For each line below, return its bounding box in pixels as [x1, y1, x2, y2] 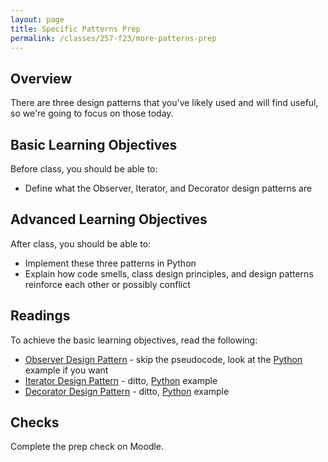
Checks [10, 414, 60, 431]
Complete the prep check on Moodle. [10, 441, 165, 453]
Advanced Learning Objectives [10, 211, 208, 228]
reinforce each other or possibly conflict [24, 278, 191, 290]
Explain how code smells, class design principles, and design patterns [24, 267, 314, 280]
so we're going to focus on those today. [10, 107, 174, 120]
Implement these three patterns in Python [24, 257, 197, 269]
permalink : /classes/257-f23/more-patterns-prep [10, 33, 217, 43]
